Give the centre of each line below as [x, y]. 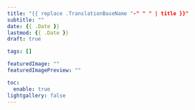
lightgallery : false [37, 96]
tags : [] [20, 52]
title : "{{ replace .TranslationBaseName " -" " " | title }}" [98, 13]
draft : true [24, 39]
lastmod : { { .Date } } [38, 33]
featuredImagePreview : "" [44, 70]
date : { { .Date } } [33, 26]
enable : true [32, 89]
